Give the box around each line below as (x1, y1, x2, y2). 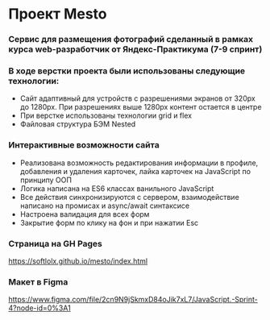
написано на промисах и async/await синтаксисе (19, 201, 190, 210)
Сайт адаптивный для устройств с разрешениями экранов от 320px (19, 94, 255, 103)
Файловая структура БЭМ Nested (19, 119, 136, 129)
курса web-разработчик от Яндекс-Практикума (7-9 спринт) (8, 44, 263, 55)
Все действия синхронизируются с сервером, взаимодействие (19, 192, 239, 202)
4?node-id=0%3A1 (8, 303, 71, 313)
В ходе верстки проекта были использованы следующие (8, 65, 246, 77)
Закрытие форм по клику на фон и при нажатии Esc (19, 218, 199, 227)
